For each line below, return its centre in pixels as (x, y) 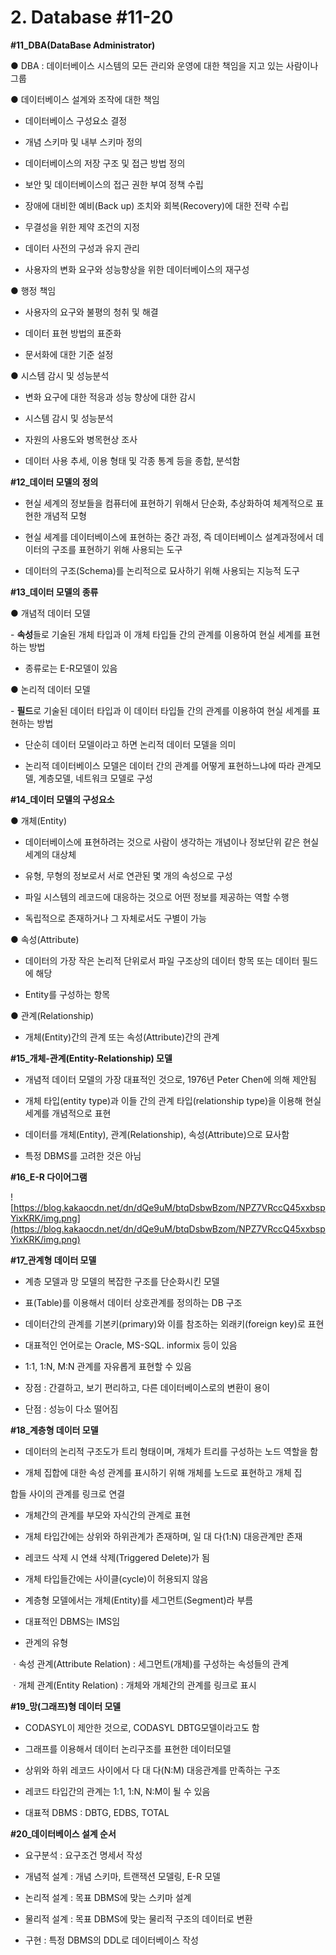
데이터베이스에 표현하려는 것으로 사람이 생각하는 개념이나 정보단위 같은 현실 (172, 842)
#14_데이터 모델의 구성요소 (62, 799)
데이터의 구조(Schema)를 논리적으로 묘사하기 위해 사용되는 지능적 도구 (162, 570)
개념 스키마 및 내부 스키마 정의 (83, 142)
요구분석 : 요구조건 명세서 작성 (83, 1855)
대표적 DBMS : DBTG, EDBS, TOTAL (97, 1812)
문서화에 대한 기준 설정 (69, 354)
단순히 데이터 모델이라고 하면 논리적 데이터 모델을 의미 (130, 744)
